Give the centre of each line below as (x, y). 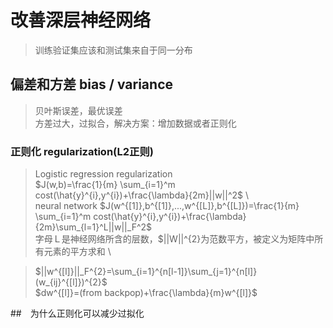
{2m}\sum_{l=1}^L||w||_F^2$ (93, 227)
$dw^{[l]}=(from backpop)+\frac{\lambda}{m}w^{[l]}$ (146, 293)
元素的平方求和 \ (77, 252)
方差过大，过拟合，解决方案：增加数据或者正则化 (135, 123)
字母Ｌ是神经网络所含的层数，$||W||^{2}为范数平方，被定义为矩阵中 (174, 239)
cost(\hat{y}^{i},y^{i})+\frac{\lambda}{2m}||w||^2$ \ (142, 195)
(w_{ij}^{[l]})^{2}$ (71, 282)
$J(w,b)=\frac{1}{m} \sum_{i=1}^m (105, 185)
